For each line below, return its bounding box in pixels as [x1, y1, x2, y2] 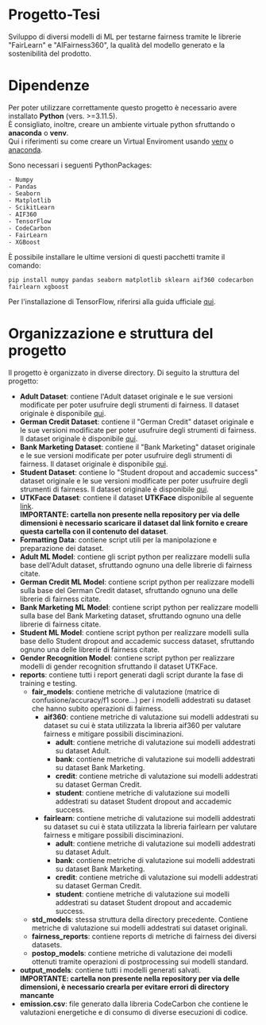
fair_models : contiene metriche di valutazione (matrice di [31, 687, 220, 696]
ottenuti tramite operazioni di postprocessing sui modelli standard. [31, 957, 249, 966]
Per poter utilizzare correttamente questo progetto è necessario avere [8, 102, 237, 112]
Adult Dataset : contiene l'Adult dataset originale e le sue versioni [19, 391, 233, 401]
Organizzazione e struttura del [8, 325, 214, 343]
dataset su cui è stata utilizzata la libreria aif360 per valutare [43, 720, 241, 730]
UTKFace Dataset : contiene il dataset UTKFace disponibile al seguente [19, 492, 254, 502]
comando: [8, 260, 41, 270]
